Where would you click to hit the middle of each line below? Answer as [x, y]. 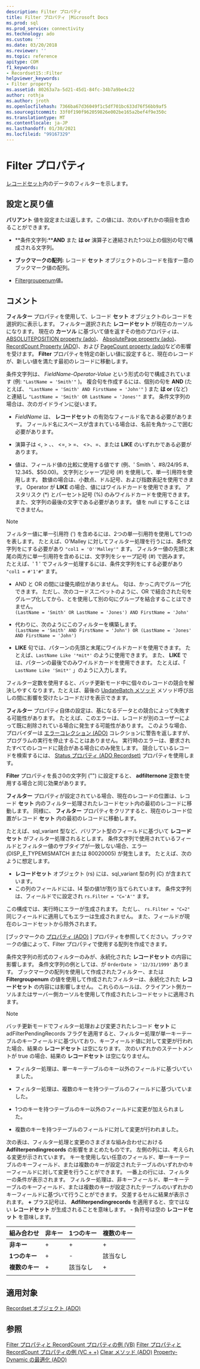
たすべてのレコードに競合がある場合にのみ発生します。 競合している [90, 748]
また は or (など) [168, 389]
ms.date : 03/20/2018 [32, 46]
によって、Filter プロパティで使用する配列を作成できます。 [99, 944]
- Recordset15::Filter [34, 73]
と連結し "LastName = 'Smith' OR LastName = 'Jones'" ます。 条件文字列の [99, 396]
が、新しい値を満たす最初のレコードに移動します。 [69, 361]
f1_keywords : [22, 67]
